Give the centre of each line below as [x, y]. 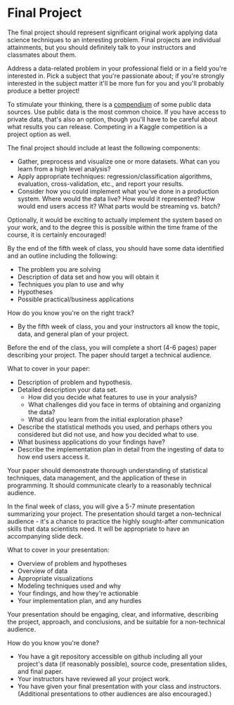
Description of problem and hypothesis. [75, 382]
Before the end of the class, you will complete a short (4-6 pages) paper [112, 347]
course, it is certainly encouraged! [57, 235]
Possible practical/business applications [76, 299]
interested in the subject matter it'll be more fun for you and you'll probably [116, 83]
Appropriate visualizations [55, 578]
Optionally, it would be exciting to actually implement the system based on [115, 220]
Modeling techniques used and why [69, 586]
